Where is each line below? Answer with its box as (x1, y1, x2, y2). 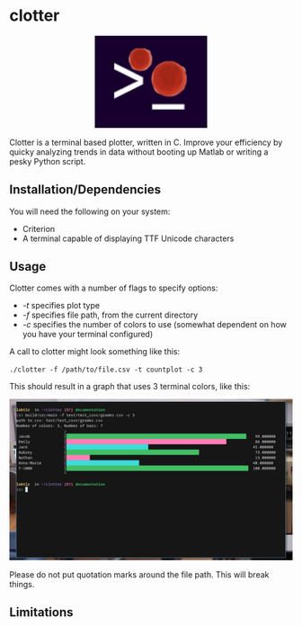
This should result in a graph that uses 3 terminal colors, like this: (9, 381, 251, 392)
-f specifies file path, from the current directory (22, 309, 199, 320)
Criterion (22, 223, 56, 234)
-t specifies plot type (22, 300, 101, 311)
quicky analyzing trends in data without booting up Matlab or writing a (9, 146, 269, 157)
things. (9, 578, 35, 589)
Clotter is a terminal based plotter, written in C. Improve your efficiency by (9, 137, 283, 148)
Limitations (9, 604, 74, 621)
